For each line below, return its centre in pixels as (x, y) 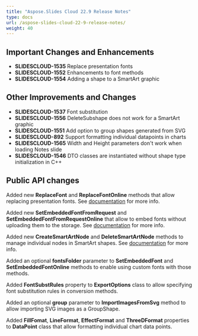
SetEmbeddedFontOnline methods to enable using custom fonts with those (99, 267)
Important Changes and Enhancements (80, 52)
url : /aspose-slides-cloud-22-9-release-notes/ (66, 22)
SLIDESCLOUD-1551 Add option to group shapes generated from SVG (100, 130)
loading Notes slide (38, 149)
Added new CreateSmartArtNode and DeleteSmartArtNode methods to (95, 237)
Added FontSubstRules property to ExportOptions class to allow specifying (99, 285)
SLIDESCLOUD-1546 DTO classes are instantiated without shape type (100, 156)
